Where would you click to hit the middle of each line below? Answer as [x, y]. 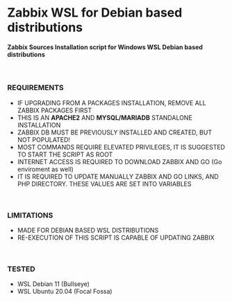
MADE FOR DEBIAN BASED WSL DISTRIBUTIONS [88, 230]
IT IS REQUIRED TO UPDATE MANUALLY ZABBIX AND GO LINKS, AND [118, 176]
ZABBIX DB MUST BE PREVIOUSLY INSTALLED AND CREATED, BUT [115, 132]
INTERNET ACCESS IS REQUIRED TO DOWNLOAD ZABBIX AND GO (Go [119, 161]
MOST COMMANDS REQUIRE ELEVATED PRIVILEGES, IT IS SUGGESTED [121, 147]
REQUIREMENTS [35, 88]
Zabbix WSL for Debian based [95, 13]
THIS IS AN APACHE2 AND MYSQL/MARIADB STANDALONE [105, 117]
